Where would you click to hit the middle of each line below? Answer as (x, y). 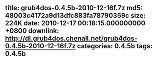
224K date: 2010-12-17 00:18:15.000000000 (75, 23)
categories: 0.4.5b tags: (115, 46)
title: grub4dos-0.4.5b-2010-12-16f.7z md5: (74, 8)
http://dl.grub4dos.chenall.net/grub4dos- (71, 39)
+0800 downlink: (32, 31)
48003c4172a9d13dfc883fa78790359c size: (75, 16)
